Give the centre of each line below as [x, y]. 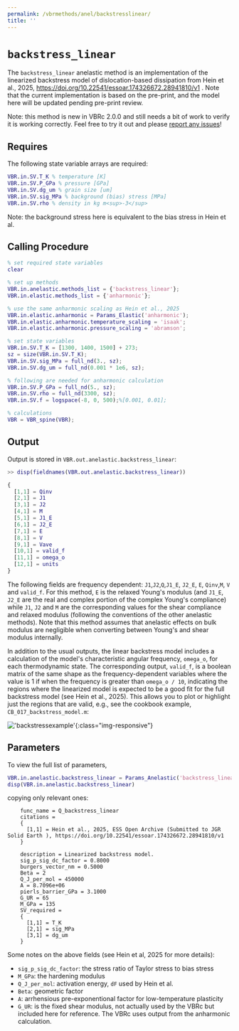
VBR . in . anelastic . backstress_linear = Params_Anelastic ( [94, 778]
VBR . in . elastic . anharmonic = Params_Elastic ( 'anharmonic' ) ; [99, 315]
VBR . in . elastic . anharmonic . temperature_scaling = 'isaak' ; [97, 322]
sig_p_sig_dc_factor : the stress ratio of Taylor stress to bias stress [116, 968]
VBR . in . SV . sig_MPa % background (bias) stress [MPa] [87, 196]
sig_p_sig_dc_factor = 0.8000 [65, 861]
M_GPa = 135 [38, 904]
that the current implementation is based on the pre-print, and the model [114, 95]
